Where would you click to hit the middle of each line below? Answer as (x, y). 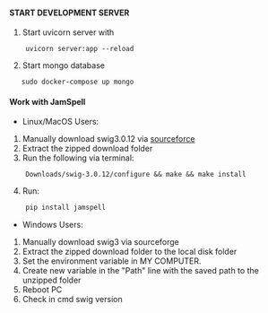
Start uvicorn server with (68, 32)
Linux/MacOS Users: (61, 122)
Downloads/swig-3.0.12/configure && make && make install (136, 175)
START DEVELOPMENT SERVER (69, 13)
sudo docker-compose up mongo (78, 82)
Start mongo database (64, 65)
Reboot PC (42, 290)
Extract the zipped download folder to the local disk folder (130, 252)
